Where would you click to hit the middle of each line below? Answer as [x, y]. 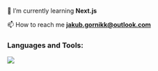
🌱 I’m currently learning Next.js [52, 11]
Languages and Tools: [45, 45]
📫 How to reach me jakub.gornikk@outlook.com [79, 25]
